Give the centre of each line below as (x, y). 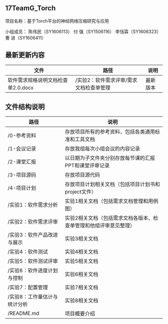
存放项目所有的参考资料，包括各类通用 (110, 132)
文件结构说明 (25, 107)
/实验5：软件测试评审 (33, 261)
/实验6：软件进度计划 (33, 270)
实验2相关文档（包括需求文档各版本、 (109, 218)
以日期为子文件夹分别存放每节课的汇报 (110, 158)
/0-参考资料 (22, 135)
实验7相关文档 (81, 287)
